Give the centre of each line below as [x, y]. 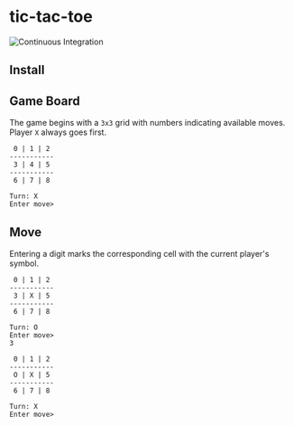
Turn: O [24, 327]
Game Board [45, 101]
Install [27, 70]
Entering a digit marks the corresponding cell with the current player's [139, 253]
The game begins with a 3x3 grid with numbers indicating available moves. [147, 123]
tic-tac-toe [51, 17]
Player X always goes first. [58, 132]
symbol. [24, 263]
